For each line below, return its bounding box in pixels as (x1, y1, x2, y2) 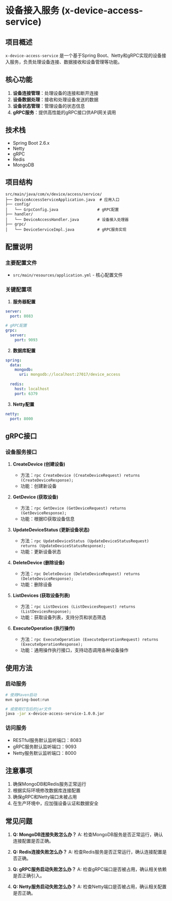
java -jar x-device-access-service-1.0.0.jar (5, 711, 104, 716)
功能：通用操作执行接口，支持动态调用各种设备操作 (20, 647, 129, 653)
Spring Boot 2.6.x (12, 140, 50, 146)
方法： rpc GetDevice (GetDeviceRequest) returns (20, 505, 126, 511)
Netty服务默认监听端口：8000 (12, 750, 77, 756)
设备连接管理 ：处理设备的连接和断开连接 (12, 90, 99, 96)
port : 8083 (10, 314, 33, 319)
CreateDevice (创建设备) (12, 461, 66, 467)
